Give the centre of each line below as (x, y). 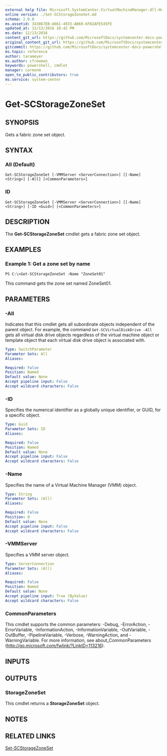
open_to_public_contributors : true (42, 75)
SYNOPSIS (22, 123)
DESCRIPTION (27, 222)
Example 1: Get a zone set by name (48, 264)
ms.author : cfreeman (27, 61)
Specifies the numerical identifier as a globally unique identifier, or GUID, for (83, 410)
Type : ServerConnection (30, 564)
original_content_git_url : (33, 42)
